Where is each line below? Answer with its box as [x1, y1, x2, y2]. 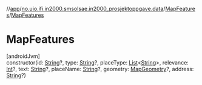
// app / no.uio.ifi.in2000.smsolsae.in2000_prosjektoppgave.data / [6, 5, 166, 12]
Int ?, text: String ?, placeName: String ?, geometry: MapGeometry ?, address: [6, 65, 194, 72]
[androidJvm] [6, 52, 41, 60]
